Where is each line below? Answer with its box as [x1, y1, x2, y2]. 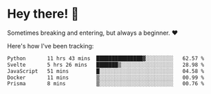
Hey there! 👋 [7, 6, 79, 22]
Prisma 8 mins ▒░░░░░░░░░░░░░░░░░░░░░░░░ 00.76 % [7, 80, 205, 87]
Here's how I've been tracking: [7, 42, 94, 50]
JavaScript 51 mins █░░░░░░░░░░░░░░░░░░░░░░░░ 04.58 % [7, 67, 205, 74]
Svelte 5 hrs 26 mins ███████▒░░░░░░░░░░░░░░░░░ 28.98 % [7, 61, 205, 68]
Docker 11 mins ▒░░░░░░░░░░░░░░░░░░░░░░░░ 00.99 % [7, 74, 205, 81]
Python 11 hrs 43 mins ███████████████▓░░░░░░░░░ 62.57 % [7, 54, 205, 62]
